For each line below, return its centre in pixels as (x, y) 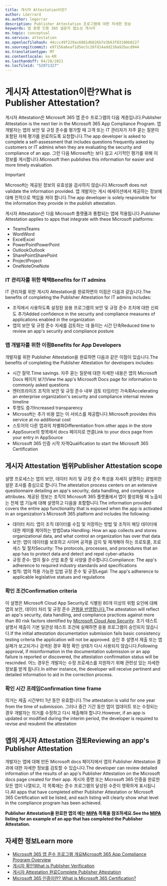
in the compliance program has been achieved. (54, 803)
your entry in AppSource (38, 437)
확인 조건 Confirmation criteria (41, 591)
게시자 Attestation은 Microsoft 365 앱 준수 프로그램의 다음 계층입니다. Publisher (83, 118)
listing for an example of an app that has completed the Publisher (74, 818)
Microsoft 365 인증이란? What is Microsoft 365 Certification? (74, 878)
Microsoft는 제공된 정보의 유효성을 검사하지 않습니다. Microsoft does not (76, 185)
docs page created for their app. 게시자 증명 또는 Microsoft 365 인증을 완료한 (83, 779)
